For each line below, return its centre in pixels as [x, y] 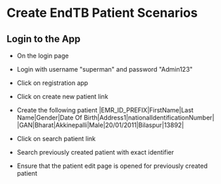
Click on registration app [52, 83]
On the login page [43, 55]
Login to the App [44, 39]
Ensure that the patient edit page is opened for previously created [112, 166]
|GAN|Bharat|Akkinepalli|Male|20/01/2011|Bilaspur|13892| [100, 125]
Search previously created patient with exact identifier [95, 152]
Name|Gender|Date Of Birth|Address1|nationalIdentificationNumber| [115, 118]
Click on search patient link [56, 139]
